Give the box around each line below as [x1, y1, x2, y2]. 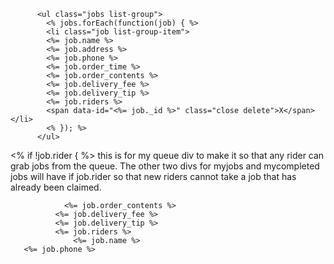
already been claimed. [10, 181, 102, 193]
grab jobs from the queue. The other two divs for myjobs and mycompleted [10, 160, 320, 172]
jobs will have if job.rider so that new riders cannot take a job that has [10, 171, 297, 182]
